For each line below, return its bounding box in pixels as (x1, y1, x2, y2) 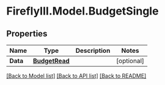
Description (75, 47, 111, 55)
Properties (6, 29, 48, 39)
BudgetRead (32, 56, 70, 65)
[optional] (116, 56, 145, 65)
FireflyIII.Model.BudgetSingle (6, 4, 159, 18)
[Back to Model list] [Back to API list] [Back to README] (6, 72, 147, 80)
